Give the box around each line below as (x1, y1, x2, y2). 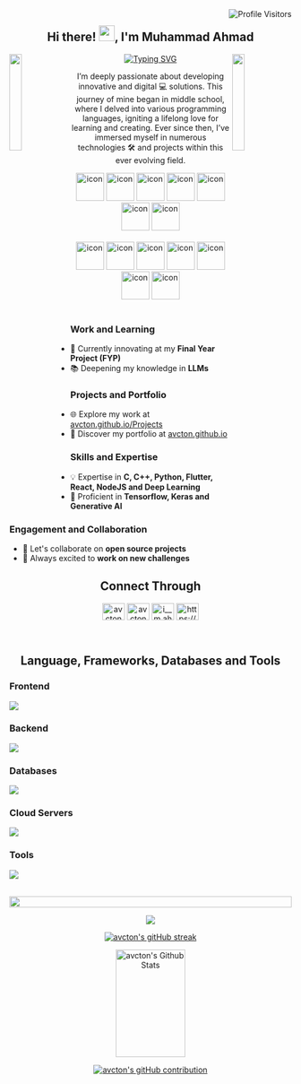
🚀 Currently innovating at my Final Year (70, 343, 215, 354)
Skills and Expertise (70, 451, 159, 464)
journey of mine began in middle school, (75, 93, 226, 104)
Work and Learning (70, 323, 155, 335)
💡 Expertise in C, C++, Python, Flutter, (70, 471, 213, 482)
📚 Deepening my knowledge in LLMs (70, 363, 209, 374)
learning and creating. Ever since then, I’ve (71, 122, 230, 133)
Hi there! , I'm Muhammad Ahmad (47, 30, 254, 45)
